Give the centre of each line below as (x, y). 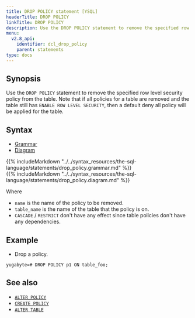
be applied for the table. (35, 111)
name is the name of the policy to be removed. (69, 203)
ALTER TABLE (29, 310)
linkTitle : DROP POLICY (35, 22)
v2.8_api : (23, 39)
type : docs (19, 55)
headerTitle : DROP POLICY (37, 17)
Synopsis (23, 79)
